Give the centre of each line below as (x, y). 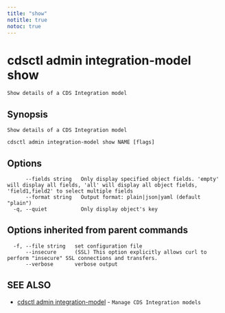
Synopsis (27, 114)
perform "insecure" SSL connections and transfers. (82, 258)
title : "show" (27, 13)
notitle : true (27, 20)
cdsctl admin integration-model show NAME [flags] (81, 142)
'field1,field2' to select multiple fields (70, 191)
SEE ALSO (29, 285)
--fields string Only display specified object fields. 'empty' (122, 179)
